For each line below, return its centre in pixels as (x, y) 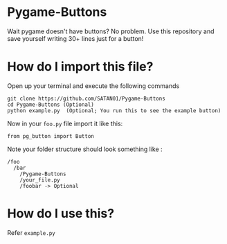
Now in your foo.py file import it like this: (65, 123)
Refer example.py (31, 232)
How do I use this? (61, 214)
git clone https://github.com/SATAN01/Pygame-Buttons (87, 98)
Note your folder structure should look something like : (85, 149)
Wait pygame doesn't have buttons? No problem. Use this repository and (111, 31)
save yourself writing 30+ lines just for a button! (75, 38)
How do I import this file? (80, 67)
